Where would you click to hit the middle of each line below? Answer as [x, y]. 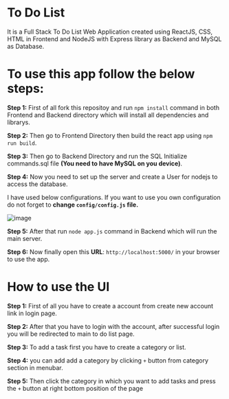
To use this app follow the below [101, 74]
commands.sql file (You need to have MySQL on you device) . [95, 163]
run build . [22, 143]
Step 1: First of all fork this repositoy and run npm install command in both [113, 107]
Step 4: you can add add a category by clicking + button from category [108, 360]
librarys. [19, 122]
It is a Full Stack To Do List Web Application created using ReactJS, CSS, [110, 32]
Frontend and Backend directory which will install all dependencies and [108, 115]
